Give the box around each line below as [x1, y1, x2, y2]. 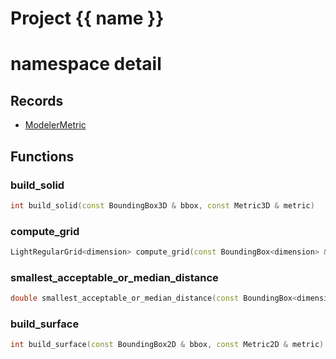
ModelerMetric [24, 119, 87, 131]
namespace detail [10, 53, 162, 76]
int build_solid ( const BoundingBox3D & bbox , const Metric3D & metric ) [10, 200, 315, 211]
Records [10, 92, 64, 109]
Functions [10, 148, 75, 165]
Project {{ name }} [10, 7, 165, 30]
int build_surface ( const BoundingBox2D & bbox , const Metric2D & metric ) [10, 340, 325, 350]
